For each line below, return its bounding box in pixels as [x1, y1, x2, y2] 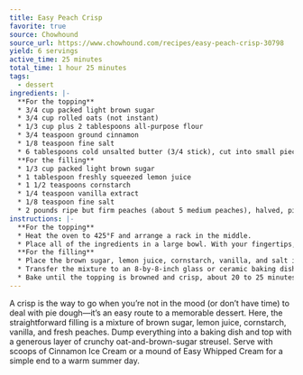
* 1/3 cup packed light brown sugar [17, 164, 155, 173]
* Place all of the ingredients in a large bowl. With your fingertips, [17, 240, 297, 249]
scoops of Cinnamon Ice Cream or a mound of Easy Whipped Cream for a [9, 345, 284, 356]
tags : [9, 72, 30, 81]
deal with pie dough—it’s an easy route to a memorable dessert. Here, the [9, 307, 283, 318]
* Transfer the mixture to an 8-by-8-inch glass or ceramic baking [17, 265, 277, 274]
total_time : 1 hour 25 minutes [9, 64, 127, 73]
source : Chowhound [9, 30, 78, 39]
